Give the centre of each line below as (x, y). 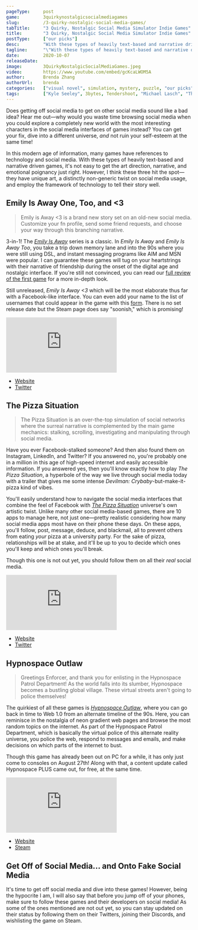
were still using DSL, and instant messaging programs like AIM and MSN (94, 253)
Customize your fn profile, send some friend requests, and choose (101, 223)
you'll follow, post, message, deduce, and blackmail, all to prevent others (94, 530)
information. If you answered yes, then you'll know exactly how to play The (97, 469)
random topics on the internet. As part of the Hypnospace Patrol (84, 727)
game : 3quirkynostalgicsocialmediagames (67, 17)
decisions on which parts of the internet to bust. (64, 746)
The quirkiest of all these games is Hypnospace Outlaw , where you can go (97, 708)
